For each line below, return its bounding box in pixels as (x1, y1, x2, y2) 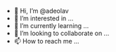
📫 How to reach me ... (13, 37, 79, 45)
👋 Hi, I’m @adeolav (13, 7, 69, 15)
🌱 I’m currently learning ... (13, 22, 89, 30)
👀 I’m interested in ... (13, 14, 74, 22)
